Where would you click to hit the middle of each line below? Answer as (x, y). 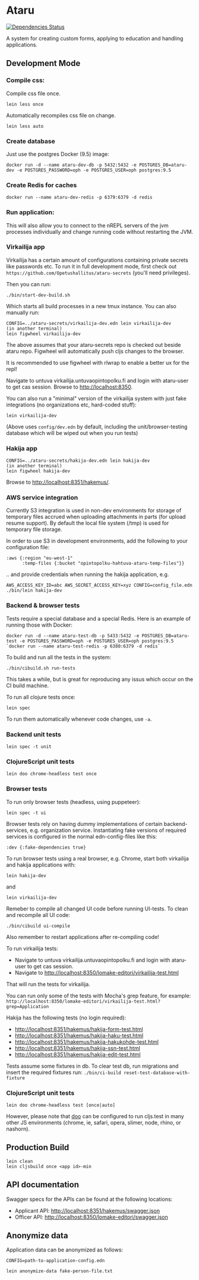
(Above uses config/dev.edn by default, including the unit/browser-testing (97, 427)
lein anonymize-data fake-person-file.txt (59, 1271)
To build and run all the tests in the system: (59, 657)
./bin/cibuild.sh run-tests (41, 668)
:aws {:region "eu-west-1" (40, 558)
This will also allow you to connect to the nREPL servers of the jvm (87, 225)
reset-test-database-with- (157, 1073)
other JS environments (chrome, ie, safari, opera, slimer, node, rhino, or (94, 1122)
